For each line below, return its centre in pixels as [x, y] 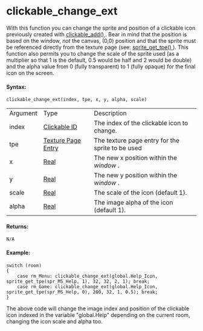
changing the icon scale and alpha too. [54, 321]
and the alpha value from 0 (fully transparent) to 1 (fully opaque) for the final [101, 66]
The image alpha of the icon [134, 203]
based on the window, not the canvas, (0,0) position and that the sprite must [101, 41]
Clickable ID [60, 127]
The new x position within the [135, 158]
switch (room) [24, 265]
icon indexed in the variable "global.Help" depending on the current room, [98, 315]
